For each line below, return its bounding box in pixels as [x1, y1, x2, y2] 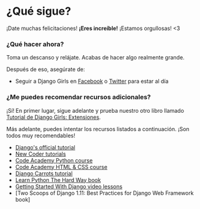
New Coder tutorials [15, 150, 66, 158]
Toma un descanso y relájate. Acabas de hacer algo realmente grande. [6, 54, 185, 61]
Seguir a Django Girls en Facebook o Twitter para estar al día [15, 78, 169, 85]
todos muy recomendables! [6, 132, 75, 139]
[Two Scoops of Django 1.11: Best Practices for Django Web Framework [15, 189, 194, 197]
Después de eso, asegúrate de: [6, 66, 86, 73]
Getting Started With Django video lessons [15, 183, 123, 190]
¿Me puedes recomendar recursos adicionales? [6, 93, 151, 102]
